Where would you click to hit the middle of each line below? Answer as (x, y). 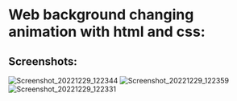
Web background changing (101, 15)
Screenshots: (43, 61)
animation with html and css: (107, 32)
